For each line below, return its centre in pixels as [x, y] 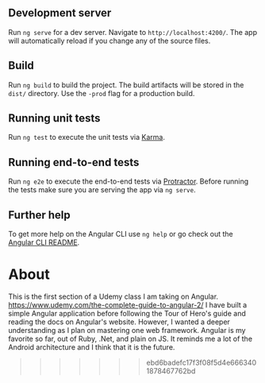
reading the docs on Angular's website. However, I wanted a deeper [119, 322]
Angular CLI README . [44, 242]
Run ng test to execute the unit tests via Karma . [86, 137]
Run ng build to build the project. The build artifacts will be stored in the [126, 85]
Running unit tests [54, 118]
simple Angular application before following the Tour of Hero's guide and [127, 313]
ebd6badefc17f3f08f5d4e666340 [202, 362]
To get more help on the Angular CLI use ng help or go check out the [121, 234]
